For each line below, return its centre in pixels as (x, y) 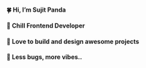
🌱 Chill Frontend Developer (46, 26)
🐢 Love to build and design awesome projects (73, 41)
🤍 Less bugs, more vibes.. (44, 57)
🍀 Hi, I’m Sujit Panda (36, 10)
